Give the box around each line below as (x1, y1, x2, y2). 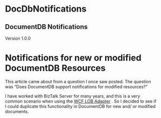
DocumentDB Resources (5, 63, 106, 74)
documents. (5, 108, 29, 114)
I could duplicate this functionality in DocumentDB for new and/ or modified (5, 103, 156, 109)
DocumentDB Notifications (5, 23, 88, 31)
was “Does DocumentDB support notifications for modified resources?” (5, 84, 148, 89)
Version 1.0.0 (5, 35, 31, 41)
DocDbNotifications (5, 3, 87, 15)
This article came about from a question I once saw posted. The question (5, 78, 151, 84)
